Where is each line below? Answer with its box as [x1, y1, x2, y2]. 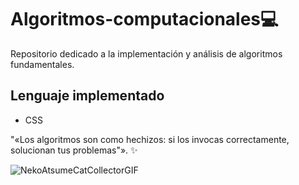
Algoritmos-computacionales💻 [10, 8, 279, 31]
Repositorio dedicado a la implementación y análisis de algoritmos [10, 47, 283, 60]
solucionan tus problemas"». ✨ [10, 144, 138, 156]
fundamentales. [10, 58, 75, 70]
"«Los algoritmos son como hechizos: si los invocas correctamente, [10, 133, 290, 145]
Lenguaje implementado [10, 87, 165, 105]
